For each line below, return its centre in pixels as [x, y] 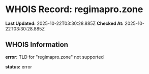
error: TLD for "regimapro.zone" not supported [55, 57]
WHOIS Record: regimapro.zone [74, 9]
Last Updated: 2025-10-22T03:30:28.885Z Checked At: [64, 23]
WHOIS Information [37, 45]
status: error [19, 66]
